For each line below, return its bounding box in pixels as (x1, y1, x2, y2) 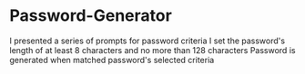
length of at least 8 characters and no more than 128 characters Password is (9, 44, 296, 55)
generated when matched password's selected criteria (9, 54, 215, 65)
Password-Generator (9, 5, 173, 26)
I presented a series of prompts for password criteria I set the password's (9, 35, 285, 46)
